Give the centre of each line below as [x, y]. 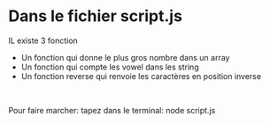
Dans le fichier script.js [96, 16]
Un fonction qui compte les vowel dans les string [110, 67]
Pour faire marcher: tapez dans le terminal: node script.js [112, 110]
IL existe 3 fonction [43, 40]
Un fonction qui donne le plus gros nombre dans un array [125, 57]
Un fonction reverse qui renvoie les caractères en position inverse [141, 76]
